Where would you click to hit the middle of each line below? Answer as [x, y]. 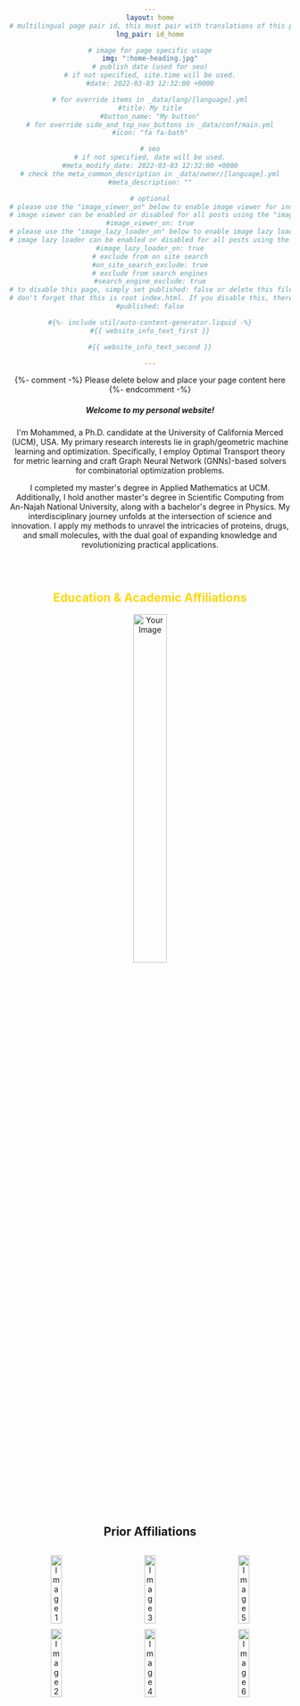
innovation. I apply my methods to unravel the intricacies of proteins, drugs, [150, 526]
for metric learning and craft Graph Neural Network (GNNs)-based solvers [150, 461]
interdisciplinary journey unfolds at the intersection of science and [150, 517]
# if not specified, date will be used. [150, 157]
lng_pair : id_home [150, 34]
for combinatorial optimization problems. [150, 471]
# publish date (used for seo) [150, 67]
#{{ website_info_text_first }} [150, 331]
